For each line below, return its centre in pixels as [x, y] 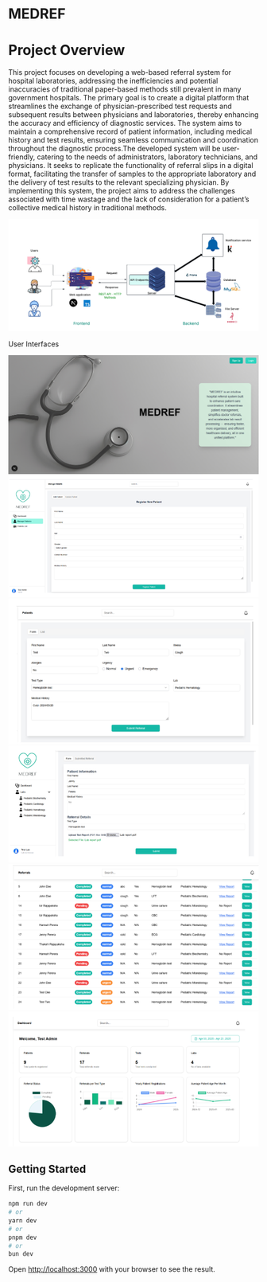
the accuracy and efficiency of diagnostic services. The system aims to [125, 123]
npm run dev [28, 1204]
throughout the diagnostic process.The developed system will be [114, 149]
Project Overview [67, 51]
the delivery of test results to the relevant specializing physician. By [119, 182]
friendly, [22, 157]
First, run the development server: [64, 1188]
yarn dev [23, 1220]
